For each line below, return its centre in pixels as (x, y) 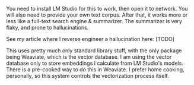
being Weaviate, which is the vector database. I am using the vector (89, 57)
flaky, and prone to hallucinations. (47, 27)
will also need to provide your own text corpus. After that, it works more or (97, 15)
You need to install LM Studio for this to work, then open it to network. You (97, 9)
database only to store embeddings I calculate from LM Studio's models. (95, 63)
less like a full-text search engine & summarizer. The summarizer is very (94, 21)
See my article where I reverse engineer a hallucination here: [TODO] (90, 39)
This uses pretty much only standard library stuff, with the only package (94, 51)
